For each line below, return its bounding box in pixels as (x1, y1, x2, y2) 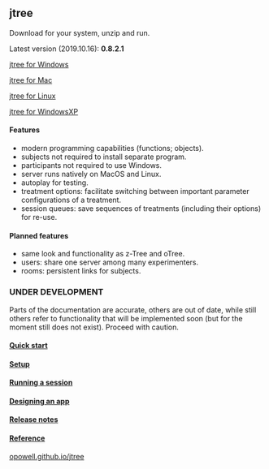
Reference (9, 433, 46, 443)
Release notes (9, 415, 59, 424)
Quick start (9, 341, 48, 351)
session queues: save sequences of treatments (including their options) (20, 204, 262, 213)
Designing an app (9, 396, 70, 406)
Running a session (9, 377, 73, 388)
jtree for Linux (9, 91, 56, 101)
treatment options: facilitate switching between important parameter (20, 187, 250, 196)
